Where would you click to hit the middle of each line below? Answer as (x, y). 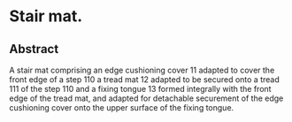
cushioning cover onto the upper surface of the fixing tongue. (122, 107)
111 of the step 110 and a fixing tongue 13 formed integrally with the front (140, 89)
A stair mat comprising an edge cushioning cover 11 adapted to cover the (142, 70)
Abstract (34, 49)
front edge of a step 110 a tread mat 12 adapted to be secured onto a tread (145, 80)
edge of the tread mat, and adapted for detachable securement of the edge (146, 98)
